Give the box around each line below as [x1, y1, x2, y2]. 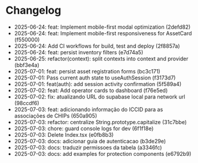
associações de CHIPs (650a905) [14, 112, 98, 119]
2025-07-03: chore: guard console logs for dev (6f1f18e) [14, 125, 154, 132]
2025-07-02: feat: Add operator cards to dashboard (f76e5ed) [14, 87, 168, 94]
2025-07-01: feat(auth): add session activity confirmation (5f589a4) [14, 80, 182, 87]
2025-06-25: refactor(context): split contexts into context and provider [14, 55, 188, 62]
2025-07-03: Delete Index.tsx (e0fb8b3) [14, 131, 114, 138]
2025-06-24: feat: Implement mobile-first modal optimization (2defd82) [14, 23, 191, 30]
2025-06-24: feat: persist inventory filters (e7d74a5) [14, 48, 144, 56]
